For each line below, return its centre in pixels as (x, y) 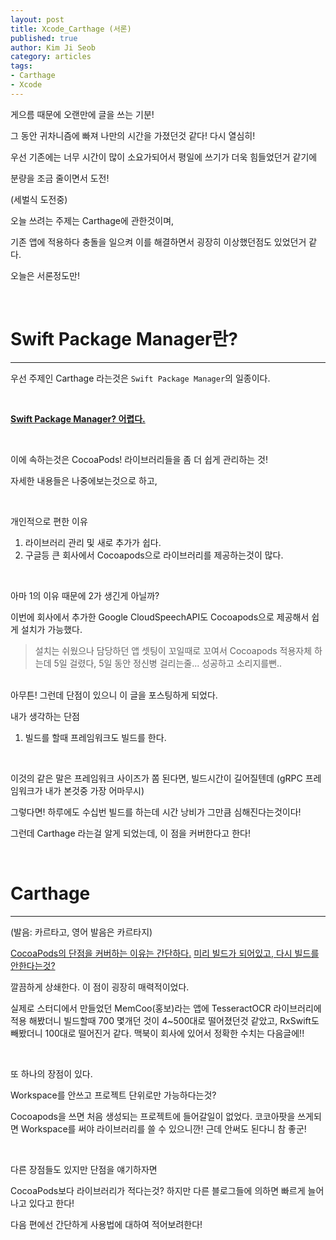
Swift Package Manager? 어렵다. (78, 418)
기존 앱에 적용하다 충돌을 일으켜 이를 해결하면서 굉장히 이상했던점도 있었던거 (158, 242)
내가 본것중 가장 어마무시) (94, 790)
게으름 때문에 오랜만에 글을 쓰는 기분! (82, 114)
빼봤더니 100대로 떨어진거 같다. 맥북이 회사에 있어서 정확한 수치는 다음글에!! (157, 1033)
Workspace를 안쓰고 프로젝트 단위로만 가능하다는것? (113, 1095)
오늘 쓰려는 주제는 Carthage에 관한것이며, (92, 220)
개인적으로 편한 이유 (49, 521)
